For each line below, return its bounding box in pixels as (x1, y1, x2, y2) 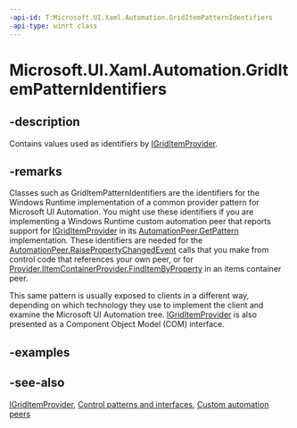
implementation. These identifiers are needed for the (9, 235, 203, 246)
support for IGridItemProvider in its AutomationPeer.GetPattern (9, 225, 239, 237)
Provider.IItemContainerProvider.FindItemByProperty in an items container (9, 264, 282, 274)
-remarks (9, 164, 62, 179)
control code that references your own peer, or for (9, 254, 194, 264)
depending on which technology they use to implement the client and (9, 300, 264, 311)
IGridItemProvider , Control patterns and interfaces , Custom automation (9, 399, 269, 409)
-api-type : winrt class (9, 21, 98, 30)
